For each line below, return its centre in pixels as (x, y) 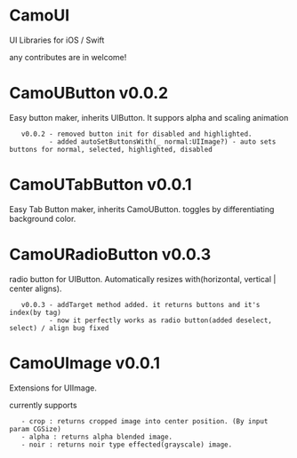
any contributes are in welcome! (68, 57)
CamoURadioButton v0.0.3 (110, 255)
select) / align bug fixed (59, 328)
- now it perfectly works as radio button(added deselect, (161, 320)
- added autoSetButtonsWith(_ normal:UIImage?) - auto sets (162, 142)
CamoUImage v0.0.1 (85, 363)
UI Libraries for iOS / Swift (57, 40)
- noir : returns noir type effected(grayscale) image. (127, 445)
